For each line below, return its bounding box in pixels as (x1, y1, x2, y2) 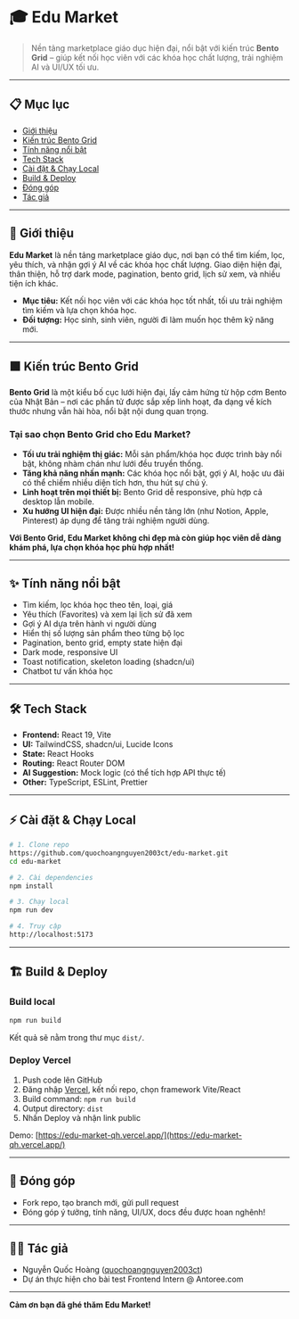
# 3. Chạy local (9, 898, 69, 907)
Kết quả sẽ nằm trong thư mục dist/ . (9, 1032, 145, 1042)
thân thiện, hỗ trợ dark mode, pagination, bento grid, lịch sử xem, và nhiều (9, 269, 280, 279)
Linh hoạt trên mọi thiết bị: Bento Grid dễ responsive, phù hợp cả (21, 486, 263, 497)
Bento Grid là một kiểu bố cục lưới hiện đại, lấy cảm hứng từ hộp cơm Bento (9, 387, 287, 398)
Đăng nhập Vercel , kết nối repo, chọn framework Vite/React (21, 1083, 241, 1094)
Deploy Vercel (9, 1054, 71, 1066)
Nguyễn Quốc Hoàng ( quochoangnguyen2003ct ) (21, 1265, 203, 1275)
